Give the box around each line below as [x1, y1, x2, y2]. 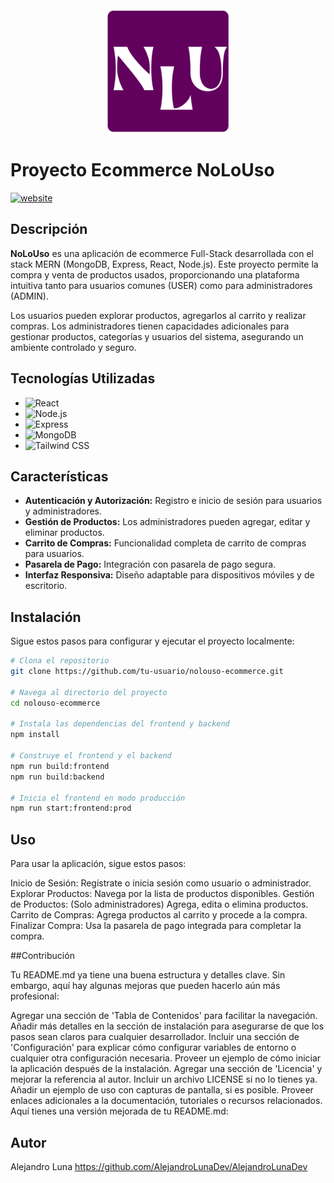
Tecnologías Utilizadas [10, 370, 156, 387]
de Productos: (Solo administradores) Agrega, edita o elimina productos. [10, 898, 309, 911]
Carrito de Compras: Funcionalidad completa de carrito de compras [24, 537, 307, 549]
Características [10, 468, 109, 485]
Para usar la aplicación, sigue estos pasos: [10, 858, 187, 870]
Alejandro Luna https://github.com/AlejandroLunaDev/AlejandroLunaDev [10, 1160, 308, 1172]
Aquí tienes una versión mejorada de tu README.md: [10, 1105, 229, 1117]
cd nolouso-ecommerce [10, 698, 101, 708]
